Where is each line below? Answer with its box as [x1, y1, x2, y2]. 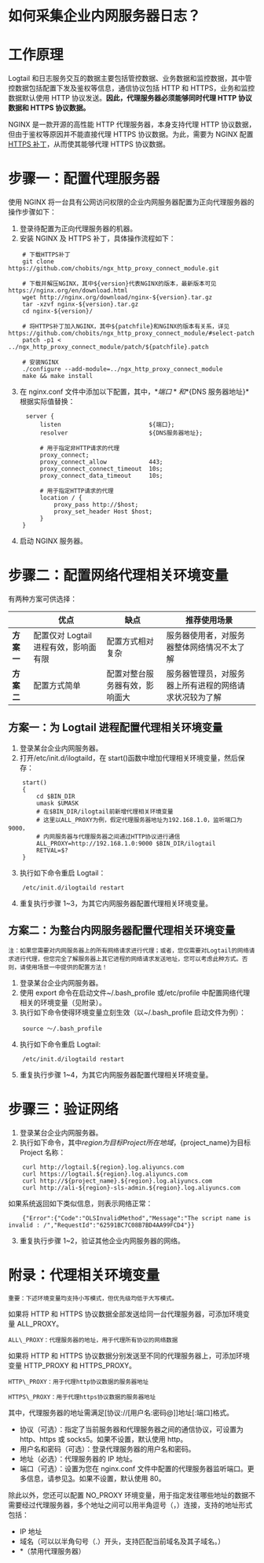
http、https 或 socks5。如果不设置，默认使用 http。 [19, 1434, 188, 1444]
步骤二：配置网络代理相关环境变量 [8, 567, 229, 585]
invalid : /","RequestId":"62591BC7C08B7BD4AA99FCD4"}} [8, 1221, 195, 1229]
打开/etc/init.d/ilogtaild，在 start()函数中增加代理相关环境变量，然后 [19, 753, 238, 762]
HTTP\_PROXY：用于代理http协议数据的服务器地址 [8, 1378, 149, 1385]
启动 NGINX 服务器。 [19, 536, 88, 546]
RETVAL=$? [36, 846, 68, 854]
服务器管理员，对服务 [166, 669, 246, 679]
